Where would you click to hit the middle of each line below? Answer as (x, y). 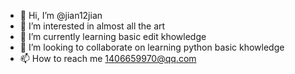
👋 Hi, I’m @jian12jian (61, 15)
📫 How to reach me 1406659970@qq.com (108, 58)
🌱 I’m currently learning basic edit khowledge (113, 36)
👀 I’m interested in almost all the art (92, 26)
